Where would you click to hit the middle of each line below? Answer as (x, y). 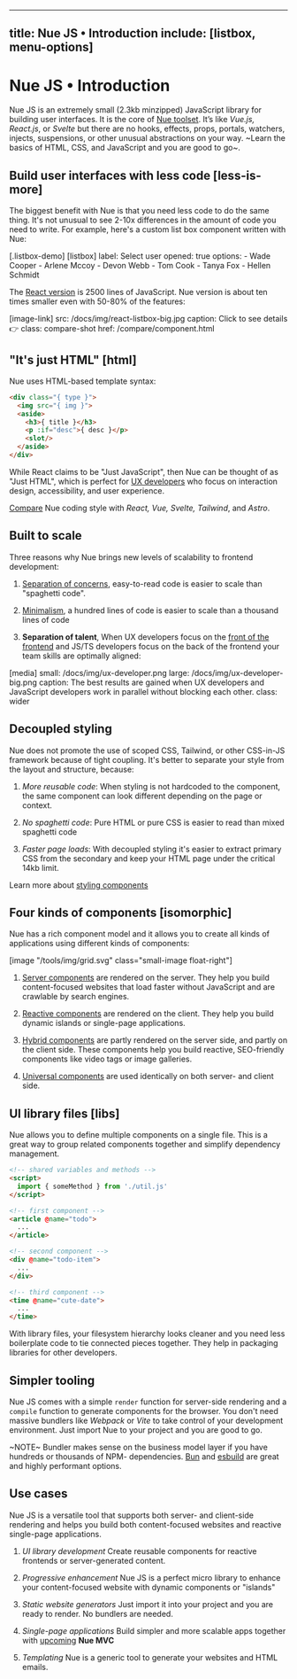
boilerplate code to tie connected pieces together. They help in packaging (144, 1343)
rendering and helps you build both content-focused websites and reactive (145, 1524)
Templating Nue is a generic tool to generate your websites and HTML (150, 1657)
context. (37, 805)
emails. (35, 1667)
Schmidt (24, 275)
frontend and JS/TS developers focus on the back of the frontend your (151, 646)
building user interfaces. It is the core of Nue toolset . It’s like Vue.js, (132, 120)
